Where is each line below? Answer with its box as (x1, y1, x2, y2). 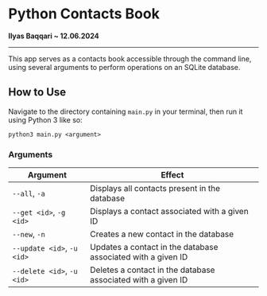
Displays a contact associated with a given (90, 206, 249, 217)
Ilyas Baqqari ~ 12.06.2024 (8, 31, 99, 41)
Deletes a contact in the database (90, 264, 215, 275)
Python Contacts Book (8, 5, 161, 23)
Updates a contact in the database (90, 242, 219, 253)
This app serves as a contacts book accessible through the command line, (8, 53, 252, 64)
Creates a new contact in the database (90, 228, 234, 240)
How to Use (8, 85, 67, 99)
